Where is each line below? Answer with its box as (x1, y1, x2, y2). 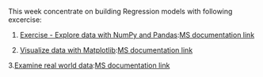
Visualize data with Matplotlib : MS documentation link (19, 46, 193, 54)
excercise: (8, 15, 42, 24)
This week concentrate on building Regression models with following (8, 7, 233, 16)
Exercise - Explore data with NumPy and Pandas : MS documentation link (19, 31, 255, 39)
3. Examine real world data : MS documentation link (8, 60, 170, 70)
